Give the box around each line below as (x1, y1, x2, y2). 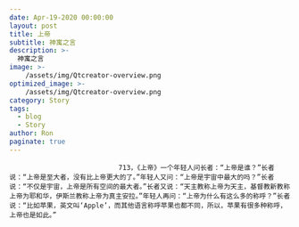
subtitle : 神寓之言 (9, 37, 77, 47)
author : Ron (9, 129, 54, 138)
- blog (17, 112, 42, 121)
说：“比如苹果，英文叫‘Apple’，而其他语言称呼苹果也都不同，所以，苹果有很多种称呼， (9, 201, 287, 210)
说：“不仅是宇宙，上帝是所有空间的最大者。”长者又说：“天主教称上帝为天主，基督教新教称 (9, 182, 291, 191)
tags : (9, 104, 29, 113)
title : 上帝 (9, 29, 51, 38)
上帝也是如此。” (9, 210, 57, 219)
